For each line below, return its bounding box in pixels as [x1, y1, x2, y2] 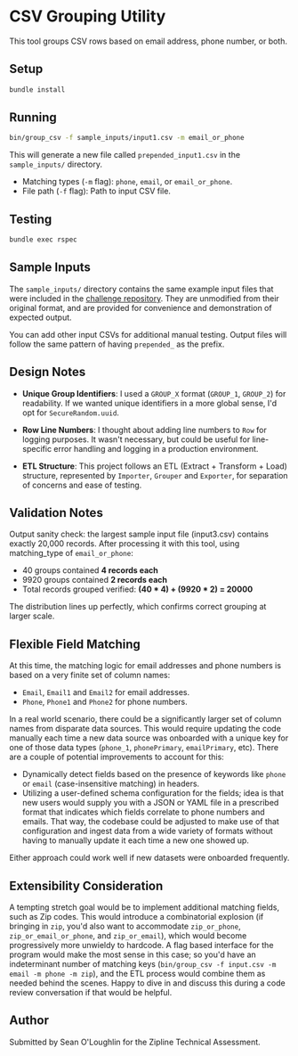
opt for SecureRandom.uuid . [21, 407, 120, 418]
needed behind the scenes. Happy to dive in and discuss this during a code [9, 978, 286, 988]
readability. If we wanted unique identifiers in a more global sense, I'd [21, 397, 278, 408]
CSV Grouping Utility [9, 6, 166, 27]
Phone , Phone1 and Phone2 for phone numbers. [21, 697, 189, 708]
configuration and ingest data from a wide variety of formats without [21, 826, 273, 837]
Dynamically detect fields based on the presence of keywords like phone [21, 769, 286, 780]
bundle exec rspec [9, 235, 77, 244]
